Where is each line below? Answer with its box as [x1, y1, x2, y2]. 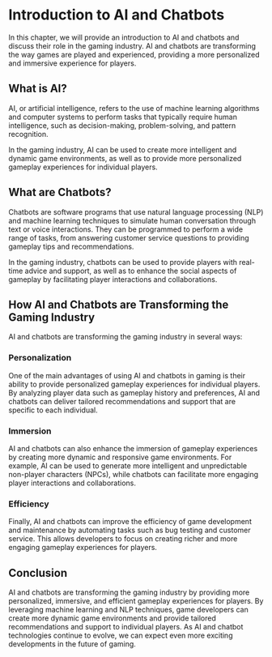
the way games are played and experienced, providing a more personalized [8, 49, 261, 59]
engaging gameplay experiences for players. [8, 543, 158, 552]
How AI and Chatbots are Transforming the [8, 297, 229, 311]
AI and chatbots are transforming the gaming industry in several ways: [8, 332, 243, 342]
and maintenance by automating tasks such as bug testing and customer [8, 525, 251, 535]
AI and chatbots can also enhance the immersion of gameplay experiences [8, 443, 258, 453]
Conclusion [8, 565, 68, 580]
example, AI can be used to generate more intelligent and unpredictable [8, 460, 248, 471]
